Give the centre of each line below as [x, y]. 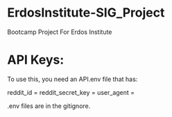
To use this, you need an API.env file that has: [72, 79]
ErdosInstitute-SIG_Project [86, 13]
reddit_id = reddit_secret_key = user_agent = [71, 92]
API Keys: [36, 60]
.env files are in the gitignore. [49, 106]
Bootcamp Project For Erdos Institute [60, 32]
